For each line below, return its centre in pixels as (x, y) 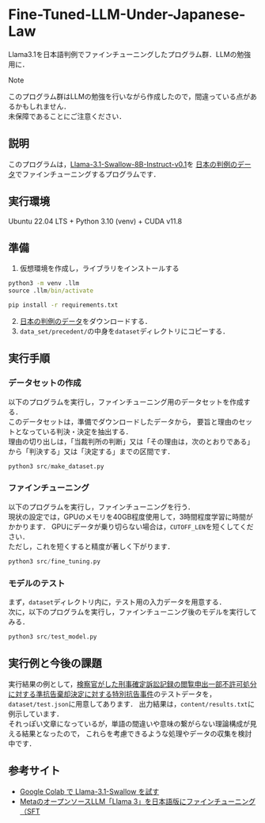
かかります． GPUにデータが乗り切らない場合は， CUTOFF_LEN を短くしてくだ (131, 526)
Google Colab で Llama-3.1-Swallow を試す (89, 791)
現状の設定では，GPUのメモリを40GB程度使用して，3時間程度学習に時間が (131, 516)
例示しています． (36, 714)
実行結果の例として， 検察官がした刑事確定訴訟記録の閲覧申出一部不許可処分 (132, 684)
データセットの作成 (45, 383)
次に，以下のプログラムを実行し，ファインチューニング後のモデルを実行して (132, 612)
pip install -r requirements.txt (63, 305)
